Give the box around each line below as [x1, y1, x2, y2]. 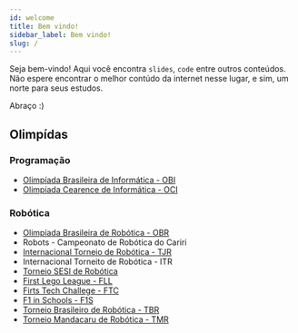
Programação [9, 153, 71, 166]
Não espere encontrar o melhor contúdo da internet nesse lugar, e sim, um [9, 73, 289, 84]
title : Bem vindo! [9, 22, 79, 31]
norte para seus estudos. [9, 83, 104, 93]
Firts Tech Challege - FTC [22, 285, 120, 296]
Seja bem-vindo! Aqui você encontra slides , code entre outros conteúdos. [9, 64, 286, 74]
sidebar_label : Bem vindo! [9, 30, 112, 39]
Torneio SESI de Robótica [22, 266, 118, 277]
